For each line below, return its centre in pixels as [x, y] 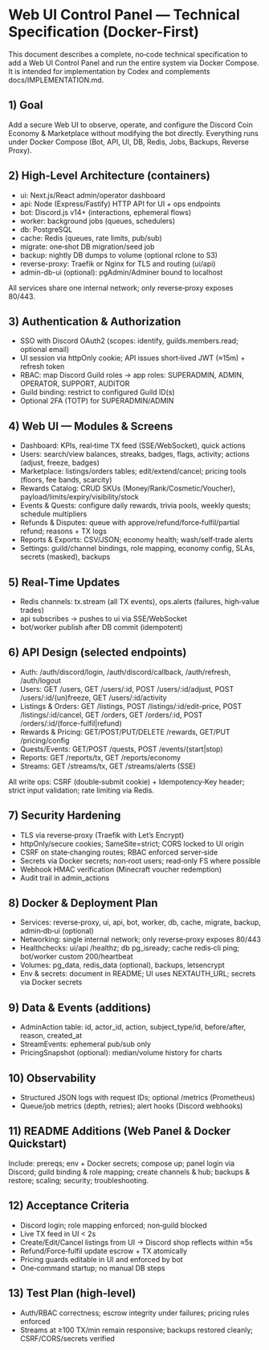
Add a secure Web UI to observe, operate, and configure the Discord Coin [130, 124]
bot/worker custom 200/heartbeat [76, 957]
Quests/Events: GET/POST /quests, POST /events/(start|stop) [121, 749]
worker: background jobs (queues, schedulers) [98, 221]
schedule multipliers [53, 514]
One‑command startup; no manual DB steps [93, 1268]
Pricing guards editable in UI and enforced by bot [101, 1259]
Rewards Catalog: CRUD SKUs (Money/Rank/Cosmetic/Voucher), [127, 488]
